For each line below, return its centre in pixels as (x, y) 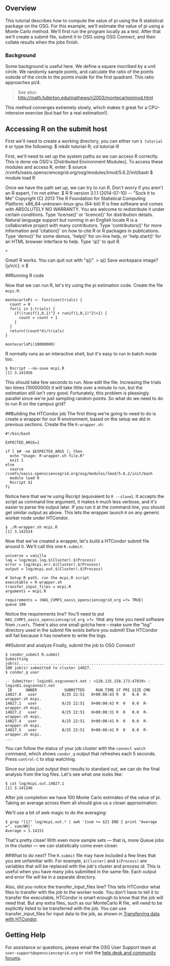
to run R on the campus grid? (35, 404)
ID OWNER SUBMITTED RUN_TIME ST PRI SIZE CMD (79, 690)
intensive (15, 113)
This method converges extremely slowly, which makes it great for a (76, 108)
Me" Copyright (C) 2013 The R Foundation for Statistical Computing (75, 198)
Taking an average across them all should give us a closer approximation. (82, 803)
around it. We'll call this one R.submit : (44, 546)
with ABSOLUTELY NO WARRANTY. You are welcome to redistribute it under (85, 209)
